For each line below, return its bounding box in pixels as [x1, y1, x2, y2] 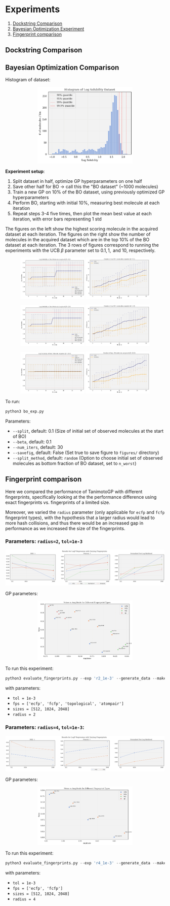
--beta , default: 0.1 [12, 438, 52, 445]
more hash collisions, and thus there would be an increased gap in [5, 520, 144, 526]
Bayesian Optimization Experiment [12, 25, 84, 31]
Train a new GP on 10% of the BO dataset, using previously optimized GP [12, 189, 165, 195]
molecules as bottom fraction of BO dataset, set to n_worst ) [12, 460, 137, 466]
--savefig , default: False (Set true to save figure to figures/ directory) [12, 449, 159, 456]
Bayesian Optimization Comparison [5, 63, 119, 72]
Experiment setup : [5, 168, 45, 174]
